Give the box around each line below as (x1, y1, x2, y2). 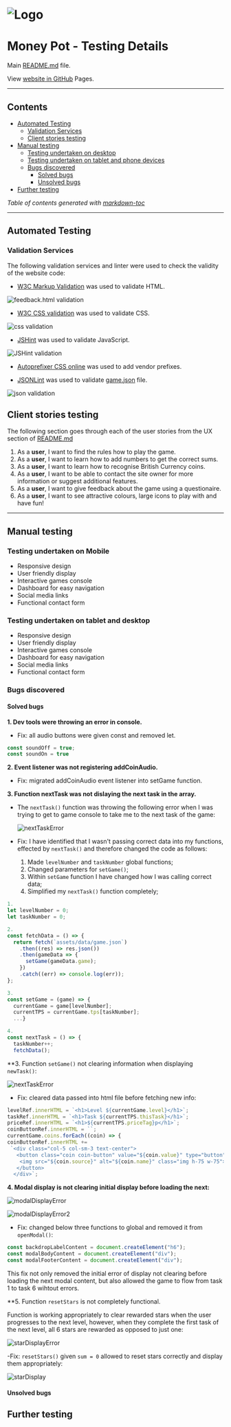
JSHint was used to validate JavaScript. (16, 335, 130, 344)
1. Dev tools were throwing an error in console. (7, 718, 142, 726)
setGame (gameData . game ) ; (25, 958, 97, 965)
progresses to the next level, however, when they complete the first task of (7, 1317, 219, 1326)
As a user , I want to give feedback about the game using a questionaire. (16, 485, 221, 493)
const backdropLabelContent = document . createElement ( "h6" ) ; (7, 1244, 186, 1251)
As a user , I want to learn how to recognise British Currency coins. (16, 463, 206, 471)
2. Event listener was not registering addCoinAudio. (7, 763, 158, 771)
